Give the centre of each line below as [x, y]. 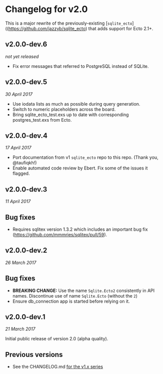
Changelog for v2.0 [46, 9]
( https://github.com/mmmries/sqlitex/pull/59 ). [60, 235]
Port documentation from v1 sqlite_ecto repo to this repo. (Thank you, [86, 157]
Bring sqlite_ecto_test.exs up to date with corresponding [70, 115]
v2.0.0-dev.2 [26, 251]
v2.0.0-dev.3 [26, 189]
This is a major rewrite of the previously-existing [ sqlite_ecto [69, 23]
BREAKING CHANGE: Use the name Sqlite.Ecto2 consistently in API [83, 291]
